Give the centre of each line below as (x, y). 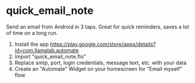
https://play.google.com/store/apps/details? (103, 44)
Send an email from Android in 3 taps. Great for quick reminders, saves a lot (97, 27)
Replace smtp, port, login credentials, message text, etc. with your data (100, 63)
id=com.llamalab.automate (47, 50)
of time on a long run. (32, 33)
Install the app (32, 44)
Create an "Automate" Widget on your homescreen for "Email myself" (98, 68)
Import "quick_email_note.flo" (50, 56)
